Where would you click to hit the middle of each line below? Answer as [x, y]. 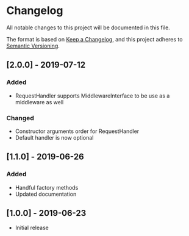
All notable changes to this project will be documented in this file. [88, 27]
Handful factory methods [47, 187]
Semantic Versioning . [33, 46]
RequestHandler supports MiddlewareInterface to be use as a [92, 96]
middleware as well [39, 102]
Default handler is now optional [54, 137]
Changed [20, 118]
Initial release [32, 228]
